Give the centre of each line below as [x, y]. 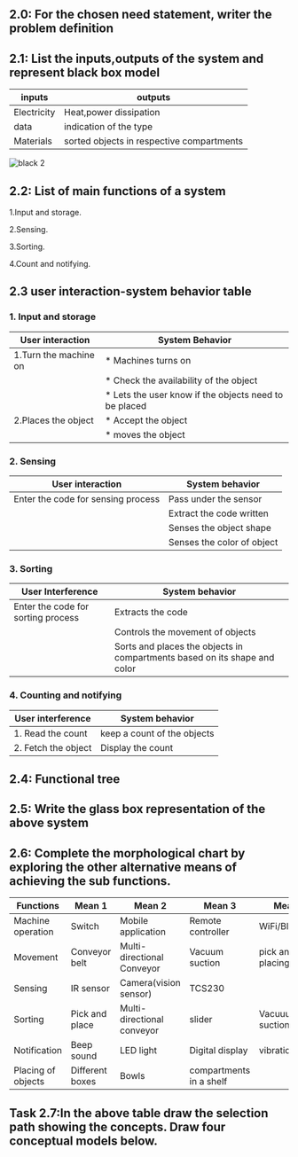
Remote [205, 921]
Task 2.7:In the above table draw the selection [139, 1113]
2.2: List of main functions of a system [118, 191]
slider [201, 1020]
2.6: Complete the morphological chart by [127, 853]
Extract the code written [218, 513]
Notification [38, 1051]
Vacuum [207, 952]
